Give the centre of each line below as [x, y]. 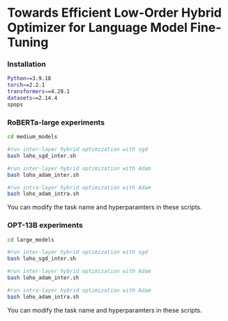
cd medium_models [32, 137]
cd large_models [31, 240]
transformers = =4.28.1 [39, 92]
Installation [27, 64]
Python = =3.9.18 [29, 79]
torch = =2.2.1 [26, 85]
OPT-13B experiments [45, 226]
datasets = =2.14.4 [32, 98]
